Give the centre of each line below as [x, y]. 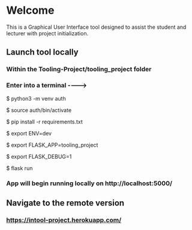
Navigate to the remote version [65, 203]
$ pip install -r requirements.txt [44, 122]
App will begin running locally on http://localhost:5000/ [89, 183]
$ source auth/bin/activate [39, 110]
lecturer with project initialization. [47, 33]
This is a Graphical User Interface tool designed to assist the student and [96, 27]
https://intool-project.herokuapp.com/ [64, 220]
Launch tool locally [43, 52]
